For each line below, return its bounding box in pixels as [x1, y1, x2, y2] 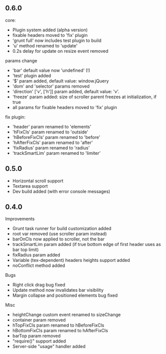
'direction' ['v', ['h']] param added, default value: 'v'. [12, 88, 120, 94]
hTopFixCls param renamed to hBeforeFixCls [12, 322, 105, 328]
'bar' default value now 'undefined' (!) [12, 67, 91, 73]
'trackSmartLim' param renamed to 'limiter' [12, 150, 101, 156]
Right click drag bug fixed [12, 282, 66, 288]
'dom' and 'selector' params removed [12, 83, 90, 89]
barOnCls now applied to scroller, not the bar [12, 236, 105, 242]
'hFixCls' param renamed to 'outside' [12, 129, 89, 135]
